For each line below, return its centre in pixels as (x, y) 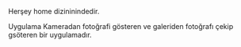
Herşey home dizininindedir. (54, 11)
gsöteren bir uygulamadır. (50, 35)
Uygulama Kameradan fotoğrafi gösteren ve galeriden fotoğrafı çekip (121, 26)
